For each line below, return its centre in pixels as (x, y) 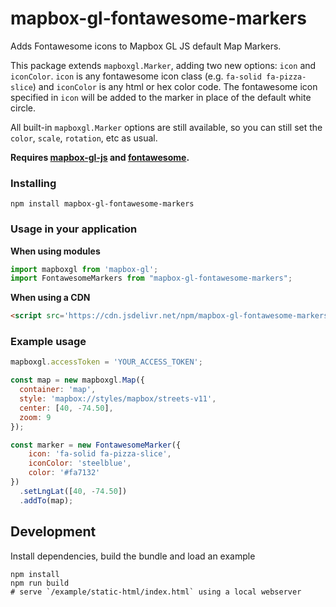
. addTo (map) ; (46, 500)
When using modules (55, 251)
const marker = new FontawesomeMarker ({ (96, 445)
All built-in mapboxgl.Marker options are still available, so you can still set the (166, 127)
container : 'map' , (58, 390)
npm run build (40, 583)
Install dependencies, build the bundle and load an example (133, 556)
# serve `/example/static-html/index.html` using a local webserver (156, 592)
